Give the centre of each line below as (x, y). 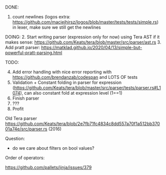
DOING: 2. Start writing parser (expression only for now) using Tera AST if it (83, 37)
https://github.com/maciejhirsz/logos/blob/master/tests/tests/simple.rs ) (85, 22)
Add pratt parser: (23, 47)
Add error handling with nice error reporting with (62, 72)
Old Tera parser (21, 118)
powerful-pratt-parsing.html (34, 53)
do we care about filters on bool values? (53, 148)
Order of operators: (25, 158)
